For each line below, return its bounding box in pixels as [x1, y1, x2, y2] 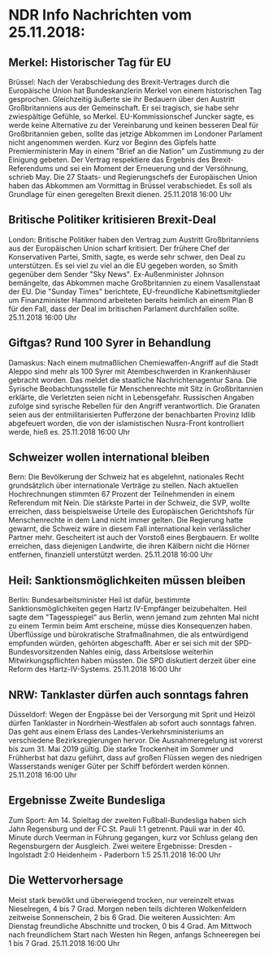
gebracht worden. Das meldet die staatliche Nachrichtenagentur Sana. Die [8, 375, 258, 384]
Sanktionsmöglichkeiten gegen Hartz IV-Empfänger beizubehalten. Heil [8, 604, 247, 614]
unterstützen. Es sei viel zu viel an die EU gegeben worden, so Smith [8, 261, 238, 270]
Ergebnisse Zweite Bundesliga [8, 794, 166, 808]
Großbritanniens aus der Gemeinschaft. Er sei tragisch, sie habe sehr [8, 103, 240, 112]
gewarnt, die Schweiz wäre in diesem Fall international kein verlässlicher [8, 523, 251, 534]
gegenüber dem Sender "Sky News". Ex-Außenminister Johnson [8, 269, 225, 278]
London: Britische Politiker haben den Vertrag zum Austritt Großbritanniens [8, 234, 260, 244]
